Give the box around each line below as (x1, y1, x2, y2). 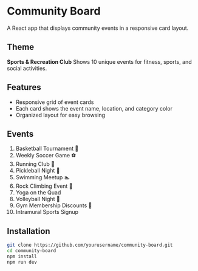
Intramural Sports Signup (15, 208, 78, 216)
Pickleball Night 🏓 (15, 167, 60, 174)
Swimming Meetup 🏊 (15, 174, 70, 181)
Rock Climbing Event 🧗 (15, 182, 73, 190)
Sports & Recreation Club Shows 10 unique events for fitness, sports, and (7, 58, 192, 65)
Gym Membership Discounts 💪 (15, 202, 92, 209)
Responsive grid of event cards (15, 98, 94, 106)
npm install (7, 253, 37, 259)
